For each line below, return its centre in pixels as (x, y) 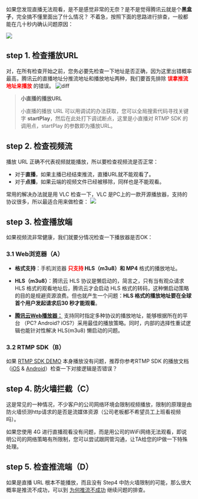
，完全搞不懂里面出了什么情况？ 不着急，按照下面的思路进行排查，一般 (97, 17)
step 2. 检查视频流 (39, 147)
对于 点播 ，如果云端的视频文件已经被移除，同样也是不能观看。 (90, 181)
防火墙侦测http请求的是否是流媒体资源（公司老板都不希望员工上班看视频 (94, 411)
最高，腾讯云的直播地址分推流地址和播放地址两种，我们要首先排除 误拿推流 (97, 78)
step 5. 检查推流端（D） (50, 467)
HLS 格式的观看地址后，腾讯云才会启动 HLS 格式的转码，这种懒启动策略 (102, 288)
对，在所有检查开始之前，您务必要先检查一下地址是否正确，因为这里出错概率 (99, 71)
